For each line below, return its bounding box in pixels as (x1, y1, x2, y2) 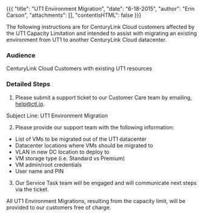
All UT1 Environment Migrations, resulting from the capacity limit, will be (6, 197, 186, 204)
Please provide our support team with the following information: (15, 123, 175, 131)
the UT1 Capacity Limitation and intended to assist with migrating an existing (6, 30, 197, 37)
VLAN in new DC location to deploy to (15, 148, 110, 155)
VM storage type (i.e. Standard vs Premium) (15, 154, 125, 162)
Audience (6, 51, 36, 59)
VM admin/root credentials (15, 161, 82, 168)
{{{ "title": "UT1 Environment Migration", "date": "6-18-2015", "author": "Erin (6, 5, 195, 12)
